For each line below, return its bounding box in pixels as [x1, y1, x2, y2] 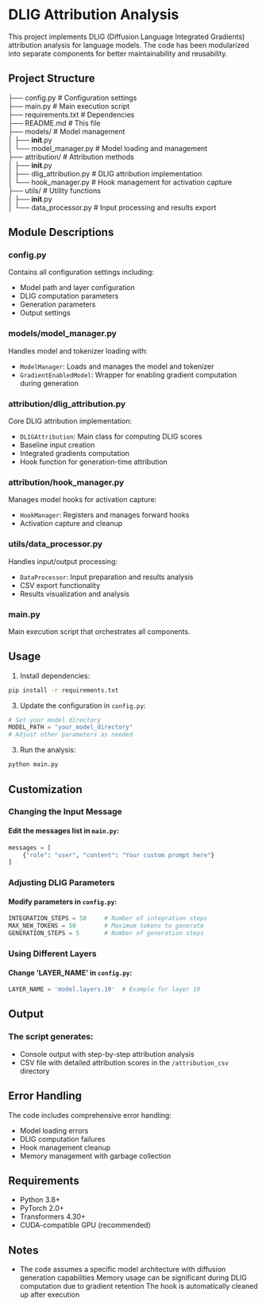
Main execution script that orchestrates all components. [8, 626, 191, 636]
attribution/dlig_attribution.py [8, 398, 126, 409]
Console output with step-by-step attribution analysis [19, 1049, 195, 1058]
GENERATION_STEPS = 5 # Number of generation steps [8, 930, 204, 938]
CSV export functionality [19, 580, 101, 590]
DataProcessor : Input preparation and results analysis [19, 572, 194, 582]
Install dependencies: [19, 671, 91, 680]
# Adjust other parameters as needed [8, 731, 133, 739]
